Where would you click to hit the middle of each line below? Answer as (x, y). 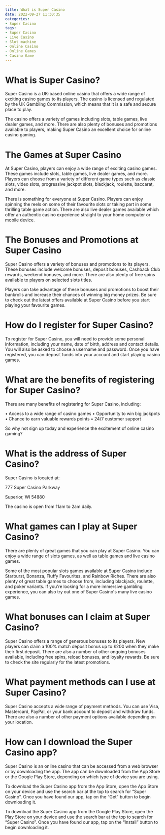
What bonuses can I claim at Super (78, 617)
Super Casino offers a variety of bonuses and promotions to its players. (78, 264)
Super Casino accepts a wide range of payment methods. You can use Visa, (82, 706)
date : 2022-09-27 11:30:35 (33, 14)
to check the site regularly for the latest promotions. (58, 662)
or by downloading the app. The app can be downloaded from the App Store (82, 771)
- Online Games (21, 51)
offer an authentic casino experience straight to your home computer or (78, 215)
